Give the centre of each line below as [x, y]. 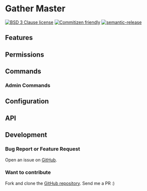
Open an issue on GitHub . [31, 160]
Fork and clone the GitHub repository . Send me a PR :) [60, 183]
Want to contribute [28, 172]
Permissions [25, 55]
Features [19, 38]
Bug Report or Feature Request [43, 149]
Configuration [27, 101]
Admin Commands [28, 85]
